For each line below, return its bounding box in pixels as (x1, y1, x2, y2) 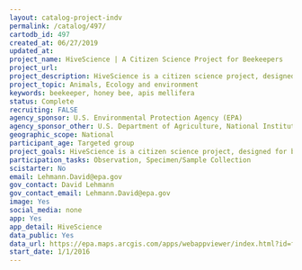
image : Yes (9, 197, 50, 207)
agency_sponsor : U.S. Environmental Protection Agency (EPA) (9, 113, 244, 122)
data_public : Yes (9, 230, 75, 239)
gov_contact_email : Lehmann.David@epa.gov (9, 189, 171, 198)
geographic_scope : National (9, 130, 115, 139)
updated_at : (9, 47, 54, 56)
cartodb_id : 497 (9, 30, 70, 39)
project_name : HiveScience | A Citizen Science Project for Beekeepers (9, 55, 283, 64)
